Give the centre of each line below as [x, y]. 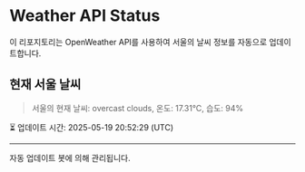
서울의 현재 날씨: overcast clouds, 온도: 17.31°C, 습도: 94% [137, 108]
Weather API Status [85, 16]
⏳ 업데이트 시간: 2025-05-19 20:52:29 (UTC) [92, 127]
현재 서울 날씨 [45, 85]
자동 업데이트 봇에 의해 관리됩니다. [70, 158]
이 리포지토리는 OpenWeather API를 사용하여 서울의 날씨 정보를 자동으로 [138, 42]
